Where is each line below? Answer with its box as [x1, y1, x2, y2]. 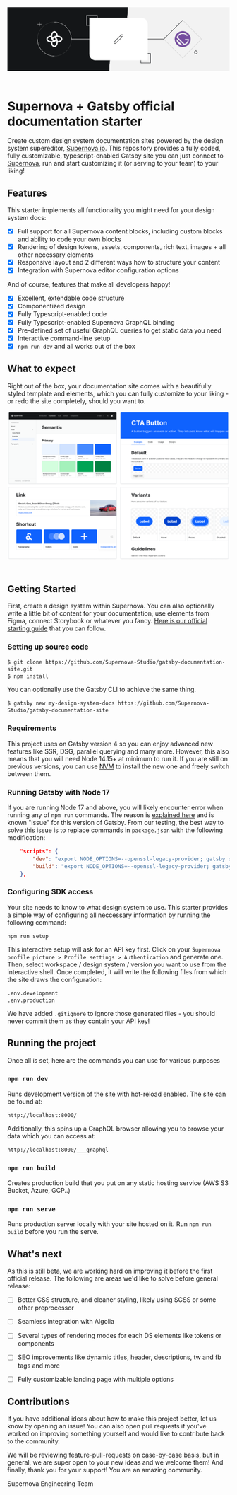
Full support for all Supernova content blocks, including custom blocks [17, 227, 223, 236]
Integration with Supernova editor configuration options [17, 266, 179, 275]
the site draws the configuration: [7, 975, 102, 983]
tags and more [17, 1361, 60, 1370]
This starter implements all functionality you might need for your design [7, 206, 215, 214]
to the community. [7, 1437, 60, 1445]
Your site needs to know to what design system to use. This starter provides [7, 903, 228, 911]
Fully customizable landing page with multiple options [17, 1375, 174, 1383]
